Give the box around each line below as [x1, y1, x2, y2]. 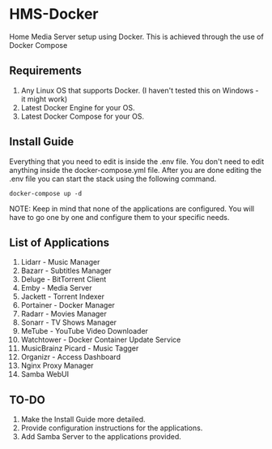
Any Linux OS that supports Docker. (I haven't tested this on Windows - [20, 85, 259, 95]
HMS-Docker [9, 5, 99, 24]
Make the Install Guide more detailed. [20, 415, 146, 425]
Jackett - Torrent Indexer [20, 291, 104, 301]
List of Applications [9, 235, 110, 249]
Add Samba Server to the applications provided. [20, 432, 181, 442]
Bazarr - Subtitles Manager [20, 266, 112, 276]
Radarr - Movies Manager [20, 309, 108, 319]
